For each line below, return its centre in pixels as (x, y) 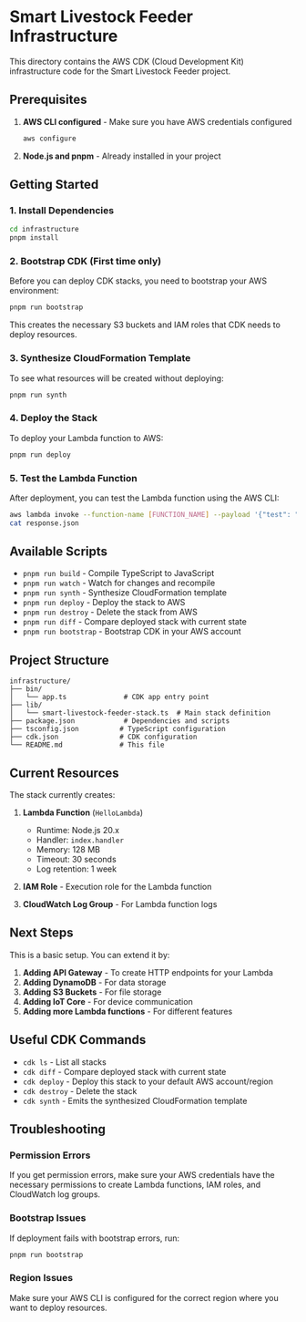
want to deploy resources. (58, 1307)
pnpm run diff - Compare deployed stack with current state (135, 622)
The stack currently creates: (62, 795)
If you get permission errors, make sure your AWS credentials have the (142, 1175)
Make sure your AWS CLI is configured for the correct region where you (144, 1297)
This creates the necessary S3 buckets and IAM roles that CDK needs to (145, 325)
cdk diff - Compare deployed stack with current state (124, 1071)
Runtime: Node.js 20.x (78, 831)
